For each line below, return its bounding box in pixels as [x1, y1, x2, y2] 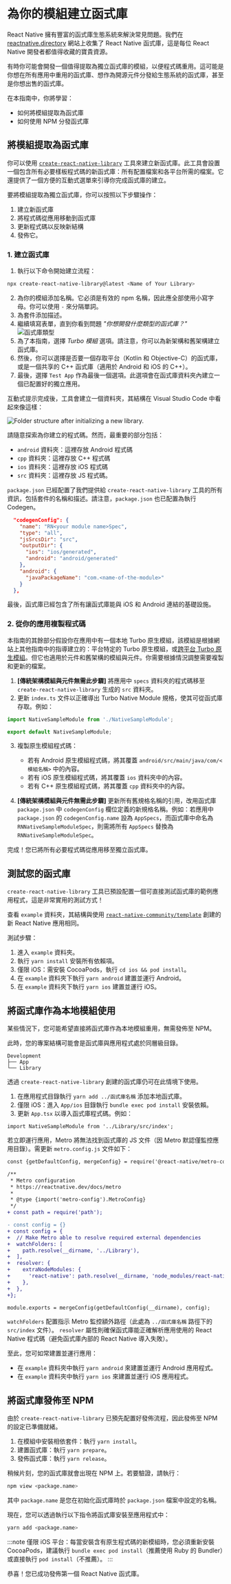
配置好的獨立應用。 [29, 379, 84, 388]
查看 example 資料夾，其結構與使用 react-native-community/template [7, 910, 201, 918]
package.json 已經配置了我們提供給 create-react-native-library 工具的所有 [7, 485, 223, 494]
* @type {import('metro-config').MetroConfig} [10, 1196, 146, 1203]
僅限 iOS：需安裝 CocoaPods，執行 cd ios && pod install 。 [16, 965, 190, 973]
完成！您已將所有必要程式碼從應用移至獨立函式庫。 [7, 846, 152, 854]
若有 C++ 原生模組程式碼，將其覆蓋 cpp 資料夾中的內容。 [27, 782, 189, 791]
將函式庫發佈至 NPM [7, 1394, 94, 1406]
